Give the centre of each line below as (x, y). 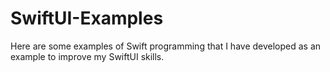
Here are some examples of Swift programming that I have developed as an (166, 46)
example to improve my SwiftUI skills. (87, 56)
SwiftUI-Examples (87, 18)
